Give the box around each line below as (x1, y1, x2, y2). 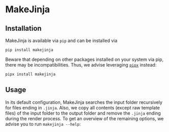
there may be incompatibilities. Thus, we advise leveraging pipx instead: (5, 62, 157, 68)
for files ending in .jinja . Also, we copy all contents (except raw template (5, 104, 160, 111)
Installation (5, 24, 42, 33)
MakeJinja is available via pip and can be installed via (5, 37, 118, 43)
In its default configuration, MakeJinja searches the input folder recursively (5, 99, 163, 105)
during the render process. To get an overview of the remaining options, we (5, 115, 164, 121)
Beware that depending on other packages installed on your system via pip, (5, 56, 164, 62)
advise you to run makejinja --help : (5, 121, 81, 127)
